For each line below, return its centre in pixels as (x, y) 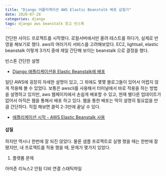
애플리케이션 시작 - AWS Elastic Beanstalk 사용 (58, 117)
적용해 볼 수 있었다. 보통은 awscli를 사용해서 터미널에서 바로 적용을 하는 (79, 88)
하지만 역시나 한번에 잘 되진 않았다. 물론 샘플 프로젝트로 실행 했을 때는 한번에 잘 (82, 141)
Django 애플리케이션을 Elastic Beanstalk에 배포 (59, 72)
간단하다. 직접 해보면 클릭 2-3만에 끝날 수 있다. (55, 107)
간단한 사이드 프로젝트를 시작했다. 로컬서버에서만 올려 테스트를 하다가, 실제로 (79, 38)
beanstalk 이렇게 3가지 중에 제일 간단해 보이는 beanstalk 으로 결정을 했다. (77, 50)
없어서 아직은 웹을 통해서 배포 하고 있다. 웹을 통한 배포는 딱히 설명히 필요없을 (79, 101)
